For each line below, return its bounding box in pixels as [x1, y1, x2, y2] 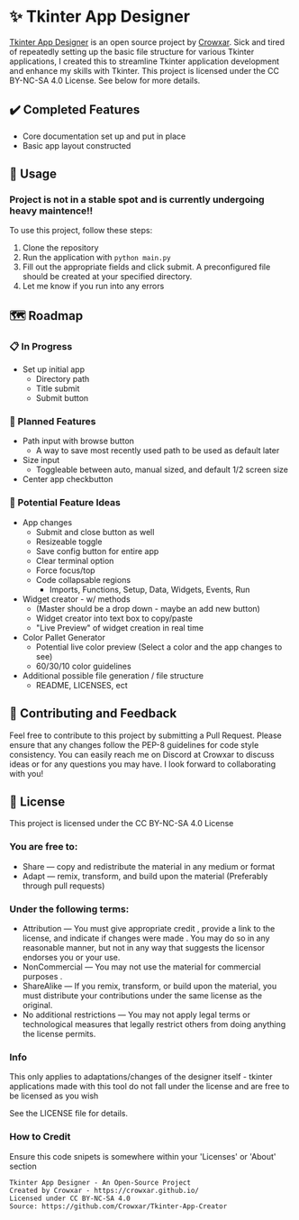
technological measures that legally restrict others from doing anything [22, 1018, 286, 1029]
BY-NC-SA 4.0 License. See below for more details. [9, 75, 201, 86]
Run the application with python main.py [22, 252, 171, 263]
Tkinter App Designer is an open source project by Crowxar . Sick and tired [9, 36, 285, 47]
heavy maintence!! [9, 205, 94, 217]
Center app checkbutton [22, 474, 113, 485]
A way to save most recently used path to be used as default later [35, 445, 280, 456]
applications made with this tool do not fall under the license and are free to [9, 1081, 290, 1092]
